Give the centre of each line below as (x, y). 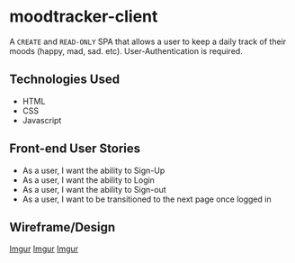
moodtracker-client (84, 17)
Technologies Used (64, 80)
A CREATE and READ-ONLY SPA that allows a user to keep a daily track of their (148, 41)
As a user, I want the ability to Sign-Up (94, 170)
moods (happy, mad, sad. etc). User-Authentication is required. (126, 50)
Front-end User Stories (75, 149)
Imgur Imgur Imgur (44, 249)
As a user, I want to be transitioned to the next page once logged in (147, 199)
